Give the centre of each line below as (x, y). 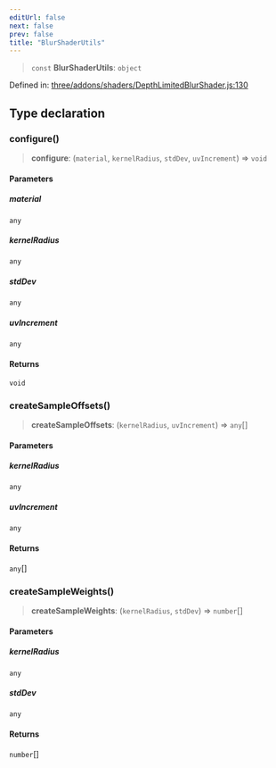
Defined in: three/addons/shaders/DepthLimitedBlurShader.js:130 (129, 85)
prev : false (31, 34)
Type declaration (57, 113)
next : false (31, 26)
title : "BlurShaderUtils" (57, 42)
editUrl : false (37, 17)
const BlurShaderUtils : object (86, 68)
